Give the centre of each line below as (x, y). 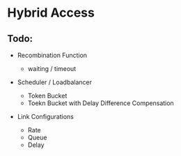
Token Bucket (47, 96)
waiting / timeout (52, 69)
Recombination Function (52, 55)
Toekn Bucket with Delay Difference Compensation (101, 103)
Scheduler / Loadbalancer (55, 82)
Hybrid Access (51, 13)
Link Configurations (46, 117)
